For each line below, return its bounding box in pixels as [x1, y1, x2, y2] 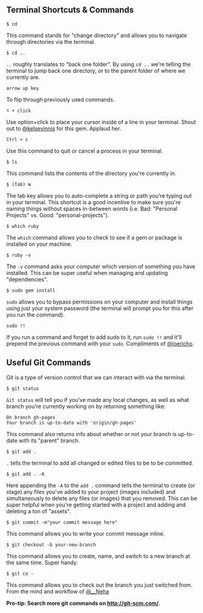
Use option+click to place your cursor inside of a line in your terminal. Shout [6, 118, 196, 125]
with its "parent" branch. [18, 437, 80, 444]
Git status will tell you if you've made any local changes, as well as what [6, 396, 190, 403]
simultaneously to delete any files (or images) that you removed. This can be [6, 494, 198, 502]
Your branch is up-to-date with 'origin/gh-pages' [6, 420, 137, 426]
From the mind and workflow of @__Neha [6, 587, 109, 595]
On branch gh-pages [6, 414, 56, 420]
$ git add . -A [6, 471, 45, 477]
